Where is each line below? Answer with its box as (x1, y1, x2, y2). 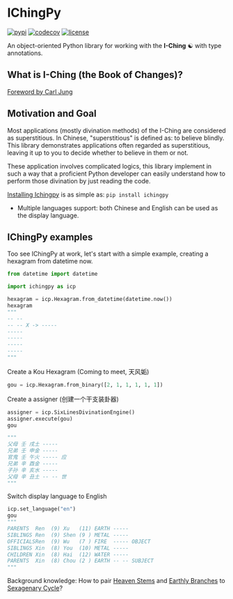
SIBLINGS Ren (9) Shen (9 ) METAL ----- (7, 531, 129, 538)
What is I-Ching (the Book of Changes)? (7, 69, 183, 81)
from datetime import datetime (7, 270, 98, 278)
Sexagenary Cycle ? (7, 584, 63, 593)
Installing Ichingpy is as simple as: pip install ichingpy (7, 190, 169, 199)
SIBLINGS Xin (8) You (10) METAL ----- (7, 545, 129, 552)
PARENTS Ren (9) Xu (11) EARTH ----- (7, 525, 129, 532)
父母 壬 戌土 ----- (7, 441, 58, 448)
